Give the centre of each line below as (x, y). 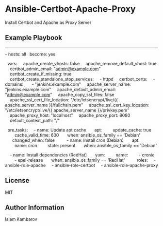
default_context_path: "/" (34, 120)
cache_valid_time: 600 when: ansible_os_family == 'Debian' (77, 135)
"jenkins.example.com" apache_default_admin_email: (61, 89)
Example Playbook (33, 38)
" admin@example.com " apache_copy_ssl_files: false (60, 94)
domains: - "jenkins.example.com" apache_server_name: (68, 84)
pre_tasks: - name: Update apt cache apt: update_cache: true (79, 130)
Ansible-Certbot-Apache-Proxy (70, 9)
